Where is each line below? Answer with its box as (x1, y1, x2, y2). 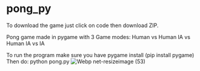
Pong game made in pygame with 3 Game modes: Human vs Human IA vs (6, 33, 191, 40)
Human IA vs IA (6, 40, 45, 47)
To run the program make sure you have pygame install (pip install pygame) (6, 51, 195, 58)
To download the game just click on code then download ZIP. (6, 22, 159, 29)
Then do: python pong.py (6, 58, 70, 65)
